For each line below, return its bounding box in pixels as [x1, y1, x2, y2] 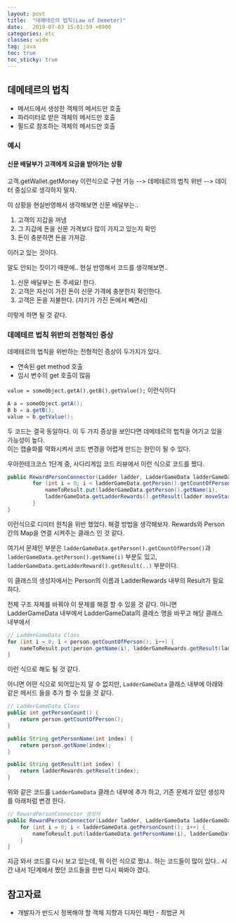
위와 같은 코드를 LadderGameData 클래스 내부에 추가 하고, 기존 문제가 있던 [7, 788, 206, 796]
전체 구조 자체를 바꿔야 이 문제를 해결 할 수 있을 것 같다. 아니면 [7, 600, 178, 608]
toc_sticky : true [7, 56, 58, 63]
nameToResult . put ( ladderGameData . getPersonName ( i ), [32, 830, 188, 837]
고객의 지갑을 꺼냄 [17, 216, 67, 224]
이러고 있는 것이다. [7, 248, 58, 256]
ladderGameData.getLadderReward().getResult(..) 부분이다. [7, 561, 178, 569]
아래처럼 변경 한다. [14, 797, 65, 805]
